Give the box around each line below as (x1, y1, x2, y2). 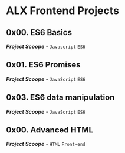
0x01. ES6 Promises (6, 60, 81, 70)
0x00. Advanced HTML (6, 125, 93, 135)
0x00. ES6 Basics (6, 28, 73, 38)
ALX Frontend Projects (6, 4, 120, 18)
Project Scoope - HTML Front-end (6, 141, 85, 148)
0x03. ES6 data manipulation (6, 93, 115, 103)
